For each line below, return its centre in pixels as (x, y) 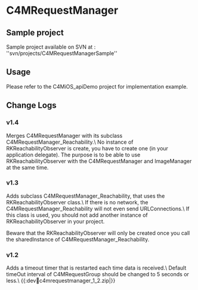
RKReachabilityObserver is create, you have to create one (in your (87, 148)
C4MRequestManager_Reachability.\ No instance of (70, 142)
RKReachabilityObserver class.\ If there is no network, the (77, 202)
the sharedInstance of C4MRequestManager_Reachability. (78, 239)
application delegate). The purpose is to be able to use (73, 155)
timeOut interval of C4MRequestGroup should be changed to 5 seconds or (98, 274)
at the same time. (27, 167)
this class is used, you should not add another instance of (77, 215)
